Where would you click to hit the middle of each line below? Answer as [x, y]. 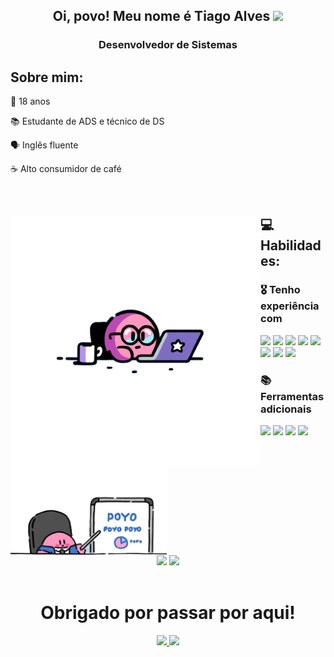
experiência [290, 306]
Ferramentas [292, 396]
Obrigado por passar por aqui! [168, 612]
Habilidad [291, 245]
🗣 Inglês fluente [44, 145]
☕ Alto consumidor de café [66, 169]
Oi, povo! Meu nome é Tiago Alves [161, 16]
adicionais [286, 409]
